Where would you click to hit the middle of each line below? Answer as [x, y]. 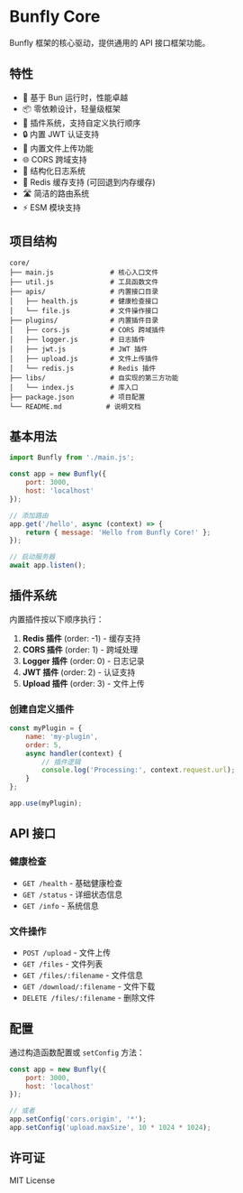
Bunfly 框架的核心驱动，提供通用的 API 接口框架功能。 [110, 42]
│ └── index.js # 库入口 [74, 387]
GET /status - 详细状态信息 [72, 894]
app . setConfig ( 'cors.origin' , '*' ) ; [78, 1119]
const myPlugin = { [46, 728]
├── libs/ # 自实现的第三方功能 [94, 378]
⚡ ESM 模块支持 [51, 207]
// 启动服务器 [32, 557]
